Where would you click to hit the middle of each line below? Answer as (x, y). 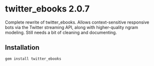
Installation (22, 47)
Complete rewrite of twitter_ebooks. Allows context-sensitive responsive (77, 22)
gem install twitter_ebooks (33, 59)
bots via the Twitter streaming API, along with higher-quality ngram (72, 27)
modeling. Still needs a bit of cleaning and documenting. (61, 32)
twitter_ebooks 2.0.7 (47, 9)
